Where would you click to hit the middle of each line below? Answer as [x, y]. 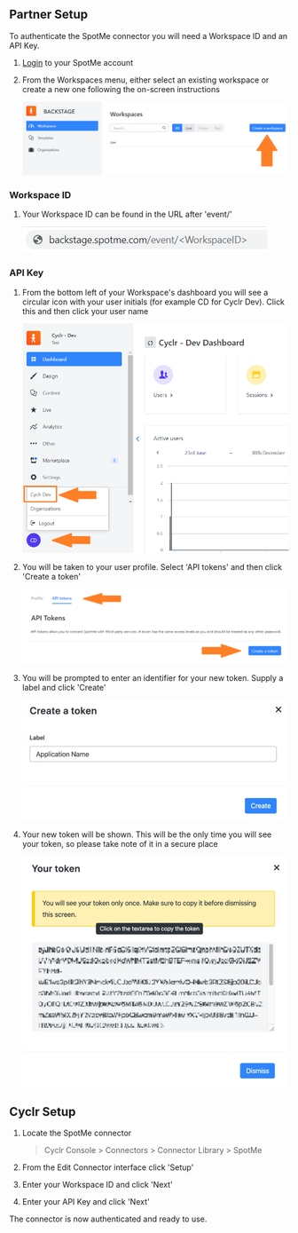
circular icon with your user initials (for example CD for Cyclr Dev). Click [153, 302]
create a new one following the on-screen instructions [121, 89]
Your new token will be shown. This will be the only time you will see [147, 834]
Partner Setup [49, 15]
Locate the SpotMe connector [77, 1133]
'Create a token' [51, 577]
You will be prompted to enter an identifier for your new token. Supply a [153, 678]
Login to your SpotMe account [78, 62]
